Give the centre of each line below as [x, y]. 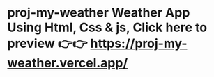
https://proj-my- [139, 44]
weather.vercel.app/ [68, 63]
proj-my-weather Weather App [99, 13]
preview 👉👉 [47, 44]
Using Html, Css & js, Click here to [107, 27]
